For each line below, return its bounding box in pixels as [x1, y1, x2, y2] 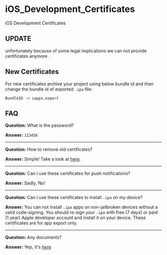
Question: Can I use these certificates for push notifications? [5, 171, 131, 177]
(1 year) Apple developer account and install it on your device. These [5, 215, 146, 221]
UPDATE [5, 34, 31, 43]
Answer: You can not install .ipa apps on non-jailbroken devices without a [5, 204, 158, 210]
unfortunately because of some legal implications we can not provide [5, 47, 147, 53]
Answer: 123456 [5, 132, 38, 138]
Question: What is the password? [5, 122, 74, 128]
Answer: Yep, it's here [5, 244, 51, 250]
